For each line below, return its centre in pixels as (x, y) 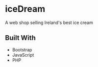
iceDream (25, 9)
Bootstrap (22, 49)
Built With (20, 38)
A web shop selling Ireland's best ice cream (49, 22)
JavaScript (23, 55)
